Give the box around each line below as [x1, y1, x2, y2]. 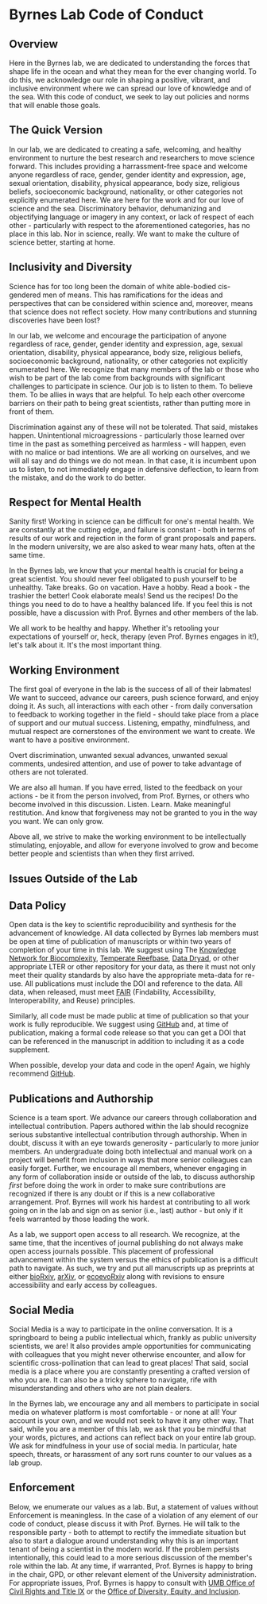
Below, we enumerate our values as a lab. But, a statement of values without [9, 1502, 259, 1511]
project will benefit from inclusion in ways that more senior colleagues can [9, 1155, 253, 1165]
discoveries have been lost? [9, 315, 101, 325]
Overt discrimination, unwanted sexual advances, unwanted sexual [9, 751, 229, 760]
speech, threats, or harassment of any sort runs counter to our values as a [9, 1450, 253, 1459]
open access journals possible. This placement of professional [9, 1246, 214, 1256]
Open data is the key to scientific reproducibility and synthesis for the [9, 920, 237, 930]
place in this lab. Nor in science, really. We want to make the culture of [9, 229, 240, 238]
